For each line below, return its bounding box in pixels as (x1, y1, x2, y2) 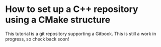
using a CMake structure (5, 14, 111, 25)
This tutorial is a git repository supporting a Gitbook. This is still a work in (5, 30, 156, 36)
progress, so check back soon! (5, 36, 69, 42)
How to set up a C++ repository (5, 3, 138, 15)
